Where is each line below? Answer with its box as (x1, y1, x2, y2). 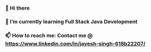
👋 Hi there (5, 5, 30, 12)
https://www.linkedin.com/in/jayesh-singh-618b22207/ (5, 40, 145, 47)
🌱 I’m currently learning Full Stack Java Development (5, 18, 138, 25)
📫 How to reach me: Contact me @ (5, 32, 93, 39)
